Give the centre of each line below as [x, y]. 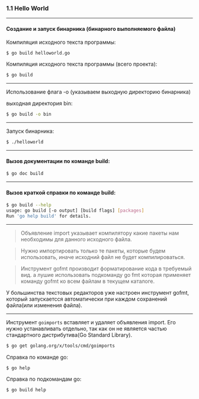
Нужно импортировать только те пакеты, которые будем [93, 251]
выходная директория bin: [39, 103]
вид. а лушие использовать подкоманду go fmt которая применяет [106, 274]
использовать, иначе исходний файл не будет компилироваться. [103, 257]
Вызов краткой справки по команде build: [61, 192]
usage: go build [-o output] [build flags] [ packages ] [75, 211]
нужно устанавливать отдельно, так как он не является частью [86, 328]
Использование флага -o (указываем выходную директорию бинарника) [99, 92]
